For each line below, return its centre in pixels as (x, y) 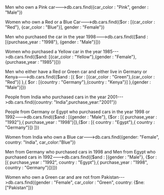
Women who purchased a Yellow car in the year (53, 52)
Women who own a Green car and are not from (53, 177)
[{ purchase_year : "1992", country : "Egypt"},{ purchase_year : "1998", (77, 162)
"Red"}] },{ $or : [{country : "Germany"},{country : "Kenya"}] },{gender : (78, 82)
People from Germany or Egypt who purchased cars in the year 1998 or (78, 112)
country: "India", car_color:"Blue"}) (40, 142)
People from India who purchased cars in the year (56, 97)
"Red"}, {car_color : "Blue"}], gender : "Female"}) (55, 27)
